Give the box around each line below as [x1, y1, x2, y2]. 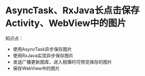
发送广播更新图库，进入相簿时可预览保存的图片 [12, 59, 112, 65]
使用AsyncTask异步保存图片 [12, 46, 72, 52]
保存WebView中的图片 [12, 65, 60, 71]
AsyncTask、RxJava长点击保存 [5, 5, 140, 16]
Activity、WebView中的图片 [5, 17, 126, 29]
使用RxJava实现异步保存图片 [12, 52, 74, 59]
